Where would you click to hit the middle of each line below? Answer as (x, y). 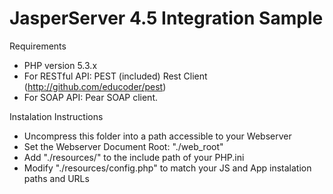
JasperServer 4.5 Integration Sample (166, 18)
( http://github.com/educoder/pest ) (95, 86)
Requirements (38, 46)
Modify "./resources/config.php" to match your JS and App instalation (167, 168)
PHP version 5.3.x (60, 65)
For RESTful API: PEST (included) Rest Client (115, 76)
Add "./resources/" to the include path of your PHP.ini (134, 157)
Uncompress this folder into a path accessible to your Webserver (157, 136)
